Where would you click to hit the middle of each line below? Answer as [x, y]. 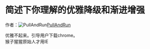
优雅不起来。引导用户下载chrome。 [42, 35]
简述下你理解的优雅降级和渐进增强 [75, 10]
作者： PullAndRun [38, 25]
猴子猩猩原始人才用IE [27, 41]
